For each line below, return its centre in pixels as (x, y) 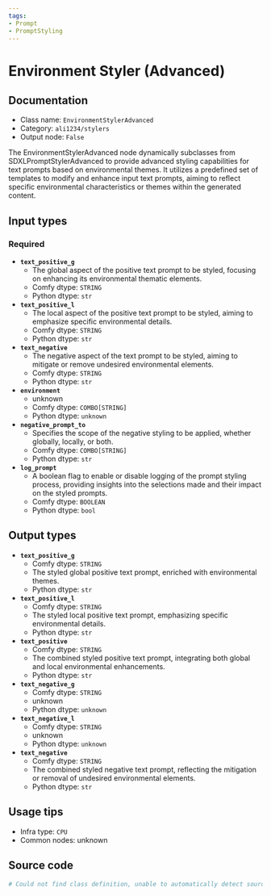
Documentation (48, 100)
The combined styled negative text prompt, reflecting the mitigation (144, 769)
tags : (17, 16)
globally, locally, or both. (73, 442)
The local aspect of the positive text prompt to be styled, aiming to (142, 313)
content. (22, 195)
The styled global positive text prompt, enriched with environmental (144, 572)
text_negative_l (47, 718)
